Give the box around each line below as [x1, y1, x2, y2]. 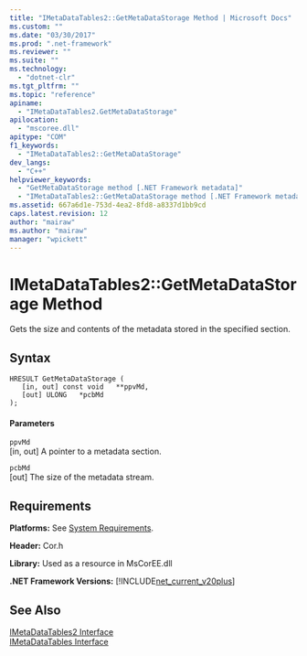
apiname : [9, 98, 43, 108]
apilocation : [9, 115, 59, 124]
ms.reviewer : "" [9, 48, 71, 57]
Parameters [9, 417, 55, 428]
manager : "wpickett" [9, 234, 89, 243]
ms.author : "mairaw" [9, 226, 89, 235]
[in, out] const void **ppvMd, [21, 382, 149, 392]
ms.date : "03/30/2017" [9, 30, 96, 39]
